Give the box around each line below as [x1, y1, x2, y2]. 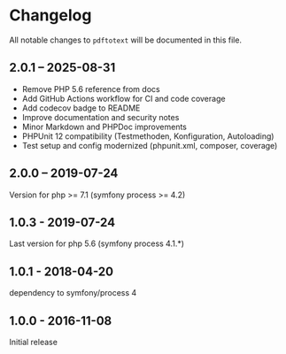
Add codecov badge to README [21, 103, 141, 113]
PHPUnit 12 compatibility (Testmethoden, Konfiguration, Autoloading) [21, 130, 274, 142]
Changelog [9, 5, 92, 26]
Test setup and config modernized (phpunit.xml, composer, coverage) [21, 140, 278, 150]
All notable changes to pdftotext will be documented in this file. [9, 35, 242, 45]
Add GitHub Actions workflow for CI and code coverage [21, 93, 226, 104]
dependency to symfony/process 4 [9, 288, 137, 298]
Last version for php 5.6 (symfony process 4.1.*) [9, 238, 184, 249]
